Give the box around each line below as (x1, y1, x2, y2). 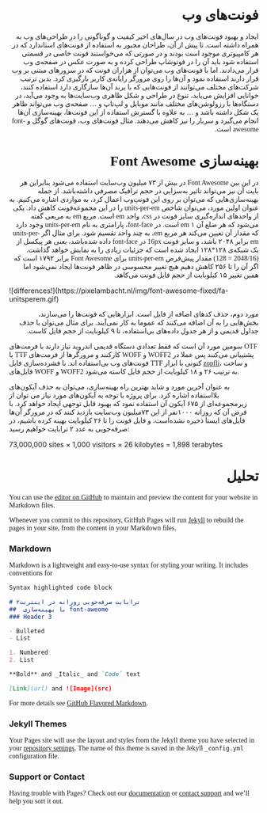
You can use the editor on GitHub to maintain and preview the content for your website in (9, 493, 258, 501)
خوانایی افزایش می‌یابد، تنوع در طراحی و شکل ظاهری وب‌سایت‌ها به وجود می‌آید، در (15, 91, 259, 100)
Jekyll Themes (9, 718, 67, 729)
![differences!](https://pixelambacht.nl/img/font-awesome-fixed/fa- (9, 286, 229, 295)
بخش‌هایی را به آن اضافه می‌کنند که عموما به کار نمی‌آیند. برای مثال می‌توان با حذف (19, 318, 259, 327)
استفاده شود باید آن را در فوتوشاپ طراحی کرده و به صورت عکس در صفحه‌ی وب (23, 58, 259, 66)
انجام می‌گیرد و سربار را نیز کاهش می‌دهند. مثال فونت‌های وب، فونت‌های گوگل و (27, 116, 259, 125)
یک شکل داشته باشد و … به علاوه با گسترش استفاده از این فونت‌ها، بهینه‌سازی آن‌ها (17, 108, 259, 116)
